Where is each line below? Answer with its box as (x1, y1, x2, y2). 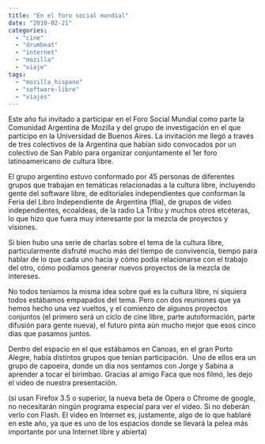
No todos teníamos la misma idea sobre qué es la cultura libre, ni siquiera (8, 287, 247, 297)
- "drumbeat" (15, 41, 59, 49)
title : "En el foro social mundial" (8, 11, 129, 20)
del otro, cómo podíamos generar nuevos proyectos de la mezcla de (8, 263, 231, 273)
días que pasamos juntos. (8, 329, 93, 339)
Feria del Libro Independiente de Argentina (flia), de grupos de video (8, 197, 232, 207)
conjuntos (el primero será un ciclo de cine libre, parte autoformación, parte (8, 312, 256, 322)
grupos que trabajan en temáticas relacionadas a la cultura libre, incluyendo (8, 180, 256, 190)
